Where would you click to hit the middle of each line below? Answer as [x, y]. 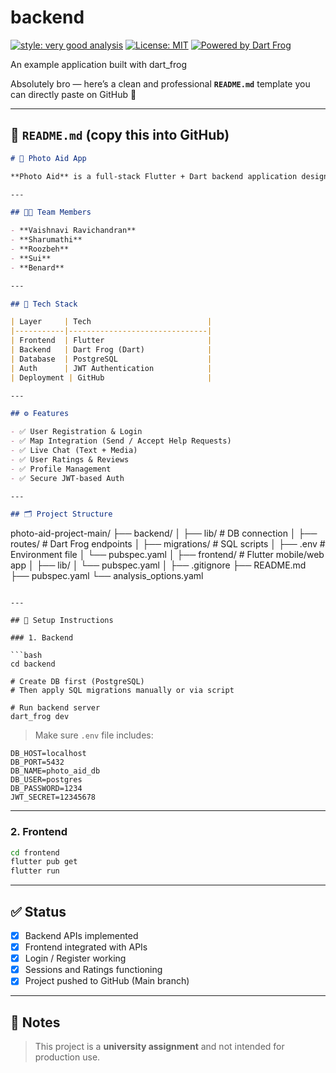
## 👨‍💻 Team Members [51, 212]
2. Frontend [39, 832]
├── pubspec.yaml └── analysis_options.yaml [107, 576]
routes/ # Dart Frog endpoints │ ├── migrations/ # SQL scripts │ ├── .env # [168, 544]
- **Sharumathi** [46, 240]
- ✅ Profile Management [61, 469]
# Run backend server [55, 708]
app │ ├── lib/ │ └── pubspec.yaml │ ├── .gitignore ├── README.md [158, 565]
